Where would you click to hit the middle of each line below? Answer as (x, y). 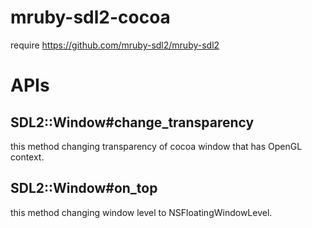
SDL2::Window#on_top (84, 188)
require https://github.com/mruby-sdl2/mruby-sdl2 (115, 45)
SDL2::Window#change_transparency (132, 122)
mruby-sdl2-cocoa (90, 17)
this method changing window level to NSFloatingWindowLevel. (141, 212)
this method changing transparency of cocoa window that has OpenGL (156, 146)
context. (27, 157)
